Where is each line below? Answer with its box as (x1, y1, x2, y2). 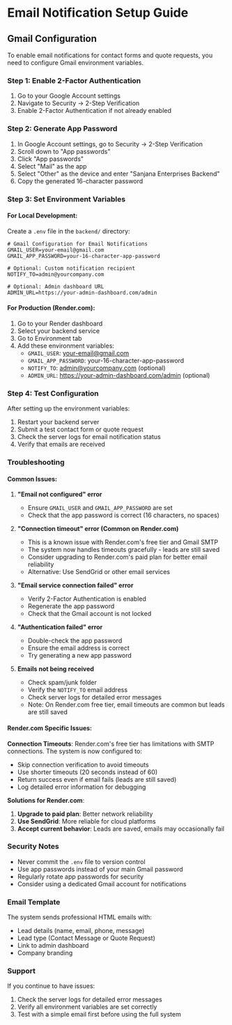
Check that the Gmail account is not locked (27, 610, 152, 618)
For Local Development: (7, 211, 78, 220)
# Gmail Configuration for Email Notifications (7, 240, 148, 247)
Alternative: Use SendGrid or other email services (27, 568, 171, 576)
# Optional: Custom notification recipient (7, 265, 136, 272)
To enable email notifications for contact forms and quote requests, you (7, 51, 213, 59)
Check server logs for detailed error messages (27, 693, 162, 702)
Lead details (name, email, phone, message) (17, 927, 145, 935)
